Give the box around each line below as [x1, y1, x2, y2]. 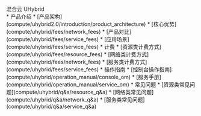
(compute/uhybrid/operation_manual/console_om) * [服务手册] [6, 74, 161, 80]
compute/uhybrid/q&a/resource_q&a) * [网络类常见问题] [15, 89, 154, 95]
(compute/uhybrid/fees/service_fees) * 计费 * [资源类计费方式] [6, 43, 161, 50]
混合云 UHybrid [6, 5, 45, 13]
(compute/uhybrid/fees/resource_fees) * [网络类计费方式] [6, 51, 149, 58]
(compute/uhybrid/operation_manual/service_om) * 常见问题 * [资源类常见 [6, 81, 190, 88]
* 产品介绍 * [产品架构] [6, 13, 63, 20]
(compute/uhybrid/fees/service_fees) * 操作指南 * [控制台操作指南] [6, 66, 172, 73]
